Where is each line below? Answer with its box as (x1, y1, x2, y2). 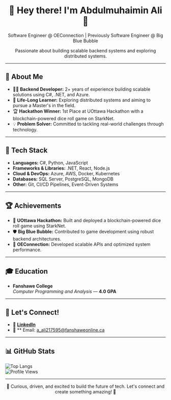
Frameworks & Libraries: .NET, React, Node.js (12, 165, 110, 171)
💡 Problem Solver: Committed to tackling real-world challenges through (12, 121, 164, 127)
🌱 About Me (5, 72, 43, 81)
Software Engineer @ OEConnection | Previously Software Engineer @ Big (8, 32, 163, 38)
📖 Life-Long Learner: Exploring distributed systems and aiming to (12, 97, 151, 103)
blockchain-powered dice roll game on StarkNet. (12, 115, 115, 121)
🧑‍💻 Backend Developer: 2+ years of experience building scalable (12, 86, 151, 92)
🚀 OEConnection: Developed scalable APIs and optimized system (12, 242, 151, 248)
